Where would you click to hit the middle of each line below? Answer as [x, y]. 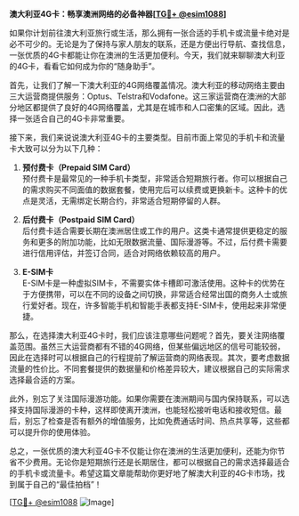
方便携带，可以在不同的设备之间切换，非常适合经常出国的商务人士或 [155, 294]
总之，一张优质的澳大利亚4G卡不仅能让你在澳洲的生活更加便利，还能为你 [143, 451]
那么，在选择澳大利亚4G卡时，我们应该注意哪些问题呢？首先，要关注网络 [143, 335]
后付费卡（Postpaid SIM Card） [81, 220]
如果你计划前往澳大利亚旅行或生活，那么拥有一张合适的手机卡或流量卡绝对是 [149, 33]
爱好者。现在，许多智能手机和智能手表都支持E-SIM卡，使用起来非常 [154, 305]
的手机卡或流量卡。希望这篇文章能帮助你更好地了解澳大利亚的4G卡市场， [143, 473]
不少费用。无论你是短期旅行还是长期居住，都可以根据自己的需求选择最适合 [153, 462]
